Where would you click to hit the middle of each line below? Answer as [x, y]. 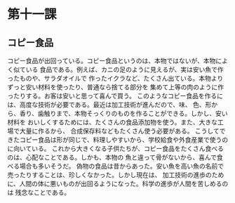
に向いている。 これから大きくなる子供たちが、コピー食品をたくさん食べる [116, 149]
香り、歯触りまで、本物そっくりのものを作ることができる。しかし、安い [123, 113]
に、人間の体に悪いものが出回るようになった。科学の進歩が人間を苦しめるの [118, 184]
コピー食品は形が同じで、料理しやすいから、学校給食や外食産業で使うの [124, 140]
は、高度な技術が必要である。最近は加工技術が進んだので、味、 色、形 [109, 105]
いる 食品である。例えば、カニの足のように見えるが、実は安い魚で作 [125, 70]
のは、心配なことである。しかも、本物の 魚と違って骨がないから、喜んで [112, 157]
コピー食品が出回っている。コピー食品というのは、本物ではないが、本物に [115, 61]
